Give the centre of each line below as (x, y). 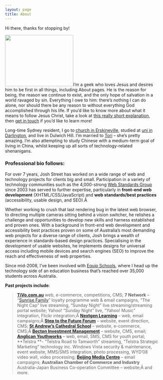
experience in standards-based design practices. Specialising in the (73, 240)
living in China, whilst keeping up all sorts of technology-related (69, 146)
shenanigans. (18, 151)
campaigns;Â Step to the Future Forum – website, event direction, (83, 320)
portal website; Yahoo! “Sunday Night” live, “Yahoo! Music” (76, 310)
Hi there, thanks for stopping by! (37, 28)
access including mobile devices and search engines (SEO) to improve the (80, 251)
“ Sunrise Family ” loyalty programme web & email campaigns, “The (83, 300)
